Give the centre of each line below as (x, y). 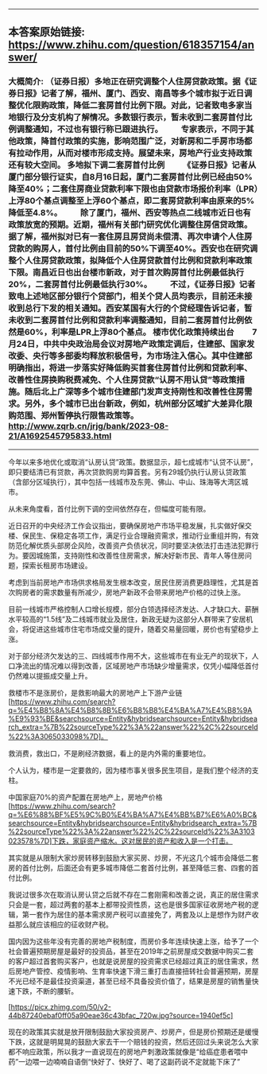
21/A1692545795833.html (60, 436)
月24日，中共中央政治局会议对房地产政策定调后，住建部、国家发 (132, 344)
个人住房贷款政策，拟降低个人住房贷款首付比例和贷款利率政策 (134, 261)
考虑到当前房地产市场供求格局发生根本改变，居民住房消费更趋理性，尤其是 (130, 582)
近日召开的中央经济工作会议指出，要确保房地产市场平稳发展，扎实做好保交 (130, 525)
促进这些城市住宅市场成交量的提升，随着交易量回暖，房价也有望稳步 (140, 628)
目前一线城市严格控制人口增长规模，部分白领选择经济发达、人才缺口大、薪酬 (133, 609)
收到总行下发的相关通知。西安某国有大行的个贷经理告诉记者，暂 (130, 309)
